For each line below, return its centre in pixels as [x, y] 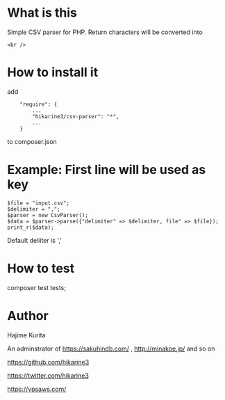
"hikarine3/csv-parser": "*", [76, 116]
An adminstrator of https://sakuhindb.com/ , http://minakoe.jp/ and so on [111, 349]
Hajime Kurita [26, 335]
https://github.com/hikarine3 [48, 362]
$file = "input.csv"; [39, 203]
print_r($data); [31, 227]
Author [28, 315]
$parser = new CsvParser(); [48, 215]
